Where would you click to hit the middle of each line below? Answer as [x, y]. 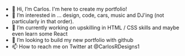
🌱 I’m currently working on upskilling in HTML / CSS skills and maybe [95, 27]
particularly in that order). [43, 21]
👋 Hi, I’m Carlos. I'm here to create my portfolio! [69, 9]
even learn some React [39, 34]
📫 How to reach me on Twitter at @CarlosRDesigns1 [75, 46]
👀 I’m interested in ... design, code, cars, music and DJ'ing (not [88, 15]
